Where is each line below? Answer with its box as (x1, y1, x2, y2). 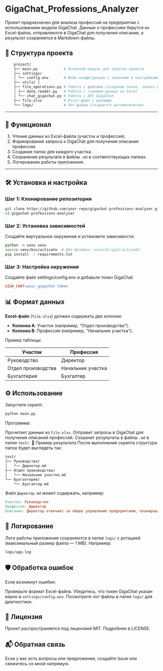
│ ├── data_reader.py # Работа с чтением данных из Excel (14, 89, 138, 94)
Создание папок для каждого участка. (12, 149, 92, 155)
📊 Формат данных (5, 298, 65, 306)
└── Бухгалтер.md (14, 482, 49, 486)
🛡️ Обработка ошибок (5, 564, 74, 572)
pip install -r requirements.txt (5, 252, 73, 257)
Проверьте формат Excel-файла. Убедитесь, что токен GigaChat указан (5, 588, 153, 594)
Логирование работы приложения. (12, 159, 85, 165)
